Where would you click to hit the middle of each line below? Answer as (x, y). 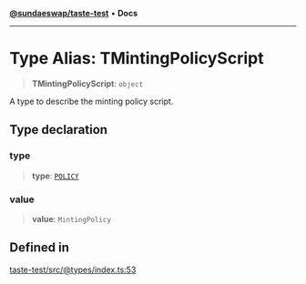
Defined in (40, 248)
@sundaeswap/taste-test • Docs (74, 13)
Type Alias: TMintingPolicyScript (137, 59)
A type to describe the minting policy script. (92, 101)
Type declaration (58, 130)
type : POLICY (55, 176)
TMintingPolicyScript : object (87, 83)
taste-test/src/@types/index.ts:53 (73, 269)
